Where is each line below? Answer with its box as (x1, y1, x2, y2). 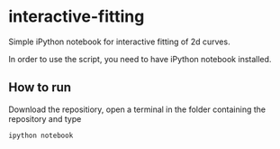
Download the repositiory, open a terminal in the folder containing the (8, 104, 266, 115)
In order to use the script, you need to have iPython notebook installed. (8, 53, 272, 64)
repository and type (8, 113, 82, 124)
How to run (8, 79, 72, 96)
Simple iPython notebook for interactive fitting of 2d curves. (8, 36, 230, 47)
